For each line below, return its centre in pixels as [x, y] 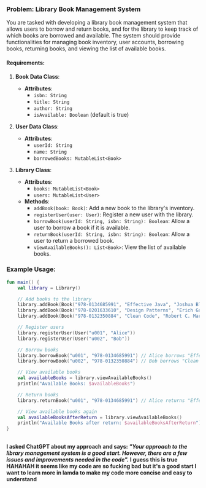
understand [22, 479]
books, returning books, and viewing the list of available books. [86, 49]
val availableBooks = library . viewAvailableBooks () [85, 378]
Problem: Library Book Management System [74, 9]
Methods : [37, 201]
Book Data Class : [37, 76]
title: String [51, 102]
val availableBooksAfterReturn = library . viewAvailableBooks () [100, 417]
